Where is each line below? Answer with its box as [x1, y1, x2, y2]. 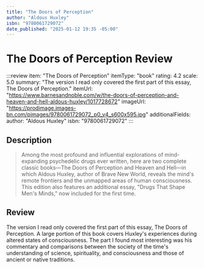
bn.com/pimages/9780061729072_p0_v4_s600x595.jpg [6, 111, 146, 119]
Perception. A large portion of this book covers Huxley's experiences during [6, 230, 197, 237]
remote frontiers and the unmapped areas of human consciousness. [21, 177, 192, 184]
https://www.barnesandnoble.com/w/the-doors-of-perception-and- [9, 92, 180, 99]
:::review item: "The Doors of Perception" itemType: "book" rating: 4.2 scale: [6, 72, 198, 80]
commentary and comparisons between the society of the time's [6, 242, 169, 250]
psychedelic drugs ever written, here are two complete [49, 157, 187, 165]
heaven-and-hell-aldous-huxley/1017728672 [6, 98, 118, 105]
